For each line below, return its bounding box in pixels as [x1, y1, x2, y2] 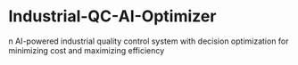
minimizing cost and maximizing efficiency [8, 45, 165, 55]
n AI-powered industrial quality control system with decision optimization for [8, 36, 289, 46]
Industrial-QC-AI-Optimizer [8, 6, 217, 27]
